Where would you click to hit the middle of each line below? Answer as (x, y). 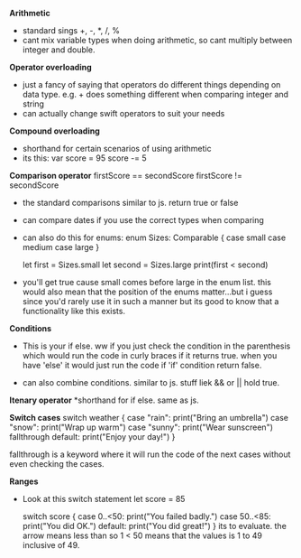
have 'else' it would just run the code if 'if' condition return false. (142, 365)
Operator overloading (50, 67)
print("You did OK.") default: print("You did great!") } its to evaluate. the (154, 526)
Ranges (24, 481)
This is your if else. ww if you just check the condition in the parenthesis (156, 346)
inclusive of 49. (51, 545)
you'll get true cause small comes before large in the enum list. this (147, 282)
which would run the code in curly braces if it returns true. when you (150, 355)
